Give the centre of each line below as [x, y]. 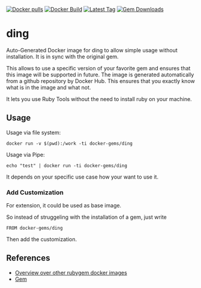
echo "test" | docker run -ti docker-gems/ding [67, 165]
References [28, 258]
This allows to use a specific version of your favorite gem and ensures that [98, 68]
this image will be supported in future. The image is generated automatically [100, 75]
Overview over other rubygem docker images [71, 272]
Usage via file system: [34, 132]
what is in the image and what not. [49, 87]
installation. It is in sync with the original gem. [62, 57]
